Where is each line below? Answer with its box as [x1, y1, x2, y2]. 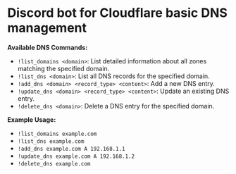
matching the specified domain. [17, 64, 110, 73]
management [7, 20, 87, 36]
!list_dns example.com [17, 137, 85, 145]
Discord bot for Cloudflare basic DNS [7, 5, 228, 21]
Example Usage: [7, 115, 56, 124]
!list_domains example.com [17, 130, 97, 137]
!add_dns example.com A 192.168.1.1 [17, 145, 125, 152]
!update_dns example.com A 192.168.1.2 [17, 153, 135, 160]
